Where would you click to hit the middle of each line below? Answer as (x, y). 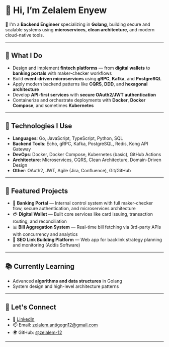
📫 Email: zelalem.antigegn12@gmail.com (55, 325)
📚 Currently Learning (40, 266)
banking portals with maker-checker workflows (62, 73)
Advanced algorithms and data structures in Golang (67, 281)
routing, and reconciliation (39, 221)
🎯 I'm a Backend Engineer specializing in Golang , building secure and (78, 24)
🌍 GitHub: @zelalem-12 (37, 332)
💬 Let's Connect (31, 307)
